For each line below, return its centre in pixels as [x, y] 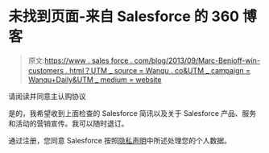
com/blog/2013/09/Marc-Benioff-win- [197, 60]
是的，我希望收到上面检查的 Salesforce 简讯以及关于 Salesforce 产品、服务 [132, 113]
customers [46, 70]
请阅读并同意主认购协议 [47, 96]
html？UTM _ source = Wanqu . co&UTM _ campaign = [160, 70]
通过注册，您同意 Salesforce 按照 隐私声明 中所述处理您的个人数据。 [120, 140]
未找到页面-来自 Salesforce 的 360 [124, 17]
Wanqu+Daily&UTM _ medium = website [95, 79]
